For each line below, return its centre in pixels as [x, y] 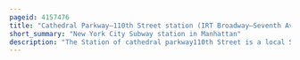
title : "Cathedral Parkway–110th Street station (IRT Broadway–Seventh [145, 26]
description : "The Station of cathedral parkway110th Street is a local [147, 42]
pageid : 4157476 [39, 17]
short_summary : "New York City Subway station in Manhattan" [125, 34]
